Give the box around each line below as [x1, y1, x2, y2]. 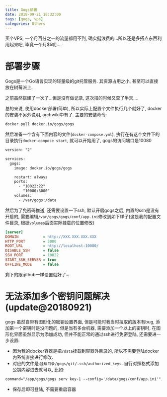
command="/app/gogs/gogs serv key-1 [5, 376, 81, 382]
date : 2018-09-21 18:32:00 [5, 12, 61, 17]
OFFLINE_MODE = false [5, 262, 59, 267]
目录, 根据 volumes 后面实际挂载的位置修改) [9, 220, 95, 226]
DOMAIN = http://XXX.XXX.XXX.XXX [5, 234, 97, 239]
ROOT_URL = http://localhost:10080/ [5, 243, 99, 248]
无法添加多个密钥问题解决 [5, 291, 110, 302]
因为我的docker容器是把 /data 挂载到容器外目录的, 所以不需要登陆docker [12, 348, 160, 354]
